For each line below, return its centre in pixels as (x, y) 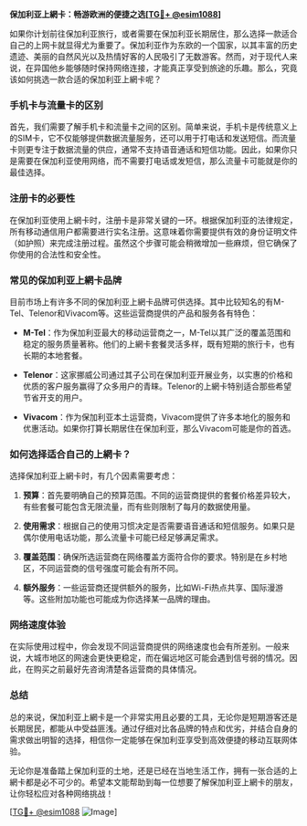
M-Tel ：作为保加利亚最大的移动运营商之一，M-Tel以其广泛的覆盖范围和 (157, 332)
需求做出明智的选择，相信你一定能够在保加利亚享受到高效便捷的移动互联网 (149, 739)
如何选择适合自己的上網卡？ (70, 454)
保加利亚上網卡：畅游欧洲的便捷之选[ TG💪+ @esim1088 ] (116, 14)
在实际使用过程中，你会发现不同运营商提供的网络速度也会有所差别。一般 (145, 646)
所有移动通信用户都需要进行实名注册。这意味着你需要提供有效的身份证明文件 (153, 231)
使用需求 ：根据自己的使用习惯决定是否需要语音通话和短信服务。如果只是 (159, 526)
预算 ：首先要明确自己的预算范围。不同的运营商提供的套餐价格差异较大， (159, 496)
